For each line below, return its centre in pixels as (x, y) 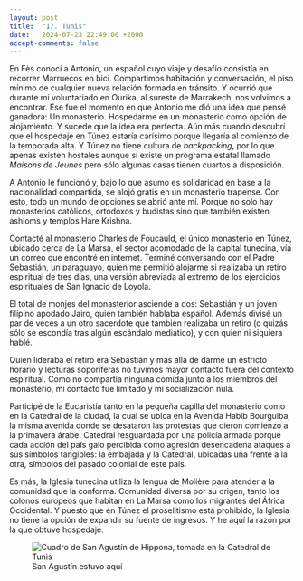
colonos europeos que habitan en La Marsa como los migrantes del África (147, 501)
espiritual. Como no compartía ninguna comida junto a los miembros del (143, 379)
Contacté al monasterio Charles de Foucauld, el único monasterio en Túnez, (151, 238)
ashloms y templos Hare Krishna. (71, 221)
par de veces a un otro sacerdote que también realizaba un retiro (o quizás (148, 323)
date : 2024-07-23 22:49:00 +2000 (76, 34)
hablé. (21, 343)
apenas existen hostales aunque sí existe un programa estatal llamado (140, 156)
